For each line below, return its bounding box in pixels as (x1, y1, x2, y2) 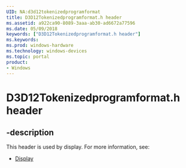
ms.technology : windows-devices (6, 48, 87, 54)
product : (6, 59, 28, 65)
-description (6, 127, 54, 137)
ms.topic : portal (6, 54, 50, 60)
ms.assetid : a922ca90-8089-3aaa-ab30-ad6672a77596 (6, 20, 136, 26)
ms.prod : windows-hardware (6, 43, 74, 49)
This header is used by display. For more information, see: (6, 143, 150, 151)
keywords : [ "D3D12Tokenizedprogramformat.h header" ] (6, 31, 141, 37)
